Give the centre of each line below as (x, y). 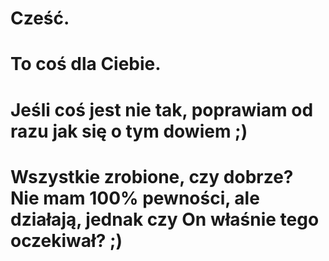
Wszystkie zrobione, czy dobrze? (152, 176)
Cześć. (40, 18)
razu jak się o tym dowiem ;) (129, 131)
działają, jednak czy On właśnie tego (165, 219)
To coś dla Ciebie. (86, 64)
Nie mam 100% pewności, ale (135, 198)
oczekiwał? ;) (66, 240)
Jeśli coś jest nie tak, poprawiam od (162, 109)
